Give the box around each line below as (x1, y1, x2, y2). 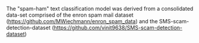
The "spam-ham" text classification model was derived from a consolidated (6, 5, 194, 12)
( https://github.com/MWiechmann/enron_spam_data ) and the (6, 18, 158, 24)
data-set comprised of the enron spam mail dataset (6, 11, 134, 19)
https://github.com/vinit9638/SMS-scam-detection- (54, 24, 183, 31)
